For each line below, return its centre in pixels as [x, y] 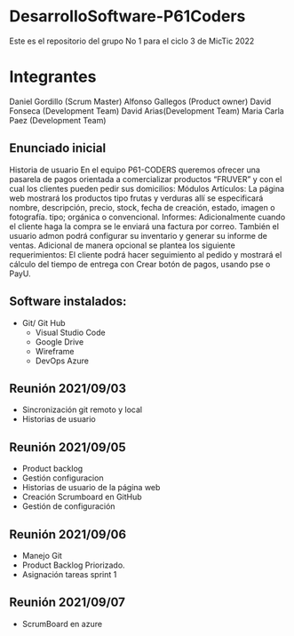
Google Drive [60, 342]
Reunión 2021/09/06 [68, 534]
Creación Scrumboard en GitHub [82, 497]
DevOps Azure [62, 361]
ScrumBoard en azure [62, 624]
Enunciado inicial [58, 148]
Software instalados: [68, 302]
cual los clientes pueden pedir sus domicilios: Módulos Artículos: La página [147, 188]
